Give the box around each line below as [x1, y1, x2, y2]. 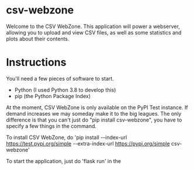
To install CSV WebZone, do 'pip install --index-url [6, 134, 127, 141]
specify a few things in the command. [6, 122, 97, 129]
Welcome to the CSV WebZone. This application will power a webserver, [6, 23, 180, 30]
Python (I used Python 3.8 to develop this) [14, 86, 116, 93]
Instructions [6, 56, 67, 69]
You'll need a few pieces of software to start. [6, 75, 114, 82]
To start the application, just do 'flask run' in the [6, 157, 122, 164]
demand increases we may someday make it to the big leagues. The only [6, 110, 182, 117]
